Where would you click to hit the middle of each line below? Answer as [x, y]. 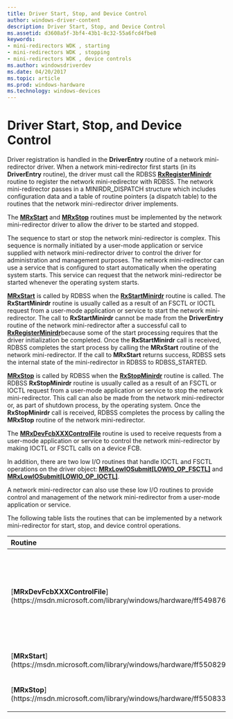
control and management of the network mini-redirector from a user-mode [114, 497]
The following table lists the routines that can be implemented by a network [115, 518]
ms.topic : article [34, 78]
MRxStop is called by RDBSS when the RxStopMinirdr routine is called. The [115, 376]
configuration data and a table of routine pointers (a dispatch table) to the [112, 197]
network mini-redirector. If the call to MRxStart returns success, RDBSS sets [116, 355]
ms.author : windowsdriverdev [49, 65]
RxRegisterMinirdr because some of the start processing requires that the [113, 333]
